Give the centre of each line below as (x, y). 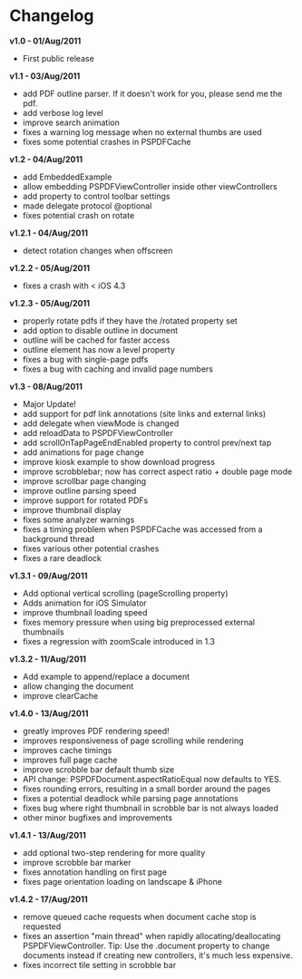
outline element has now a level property (98, 349)
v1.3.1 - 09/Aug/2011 (49, 576)
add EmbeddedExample (67, 177)
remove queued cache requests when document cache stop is (139, 916)
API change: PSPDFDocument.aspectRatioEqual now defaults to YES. (152, 779)
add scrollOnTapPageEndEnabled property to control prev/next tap (147, 442)
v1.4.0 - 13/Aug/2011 (49, 713)
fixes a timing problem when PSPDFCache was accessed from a (142, 529)
